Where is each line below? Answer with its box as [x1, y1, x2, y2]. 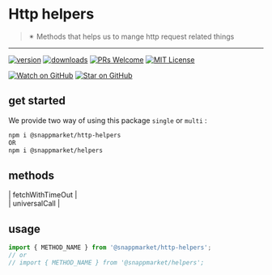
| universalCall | [8, 199, 61, 209]
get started [8, 94, 66, 108]
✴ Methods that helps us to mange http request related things [28, 32, 235, 41]
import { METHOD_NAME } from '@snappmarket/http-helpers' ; [8, 243, 212, 252]
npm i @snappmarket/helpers [8, 146, 104, 154]
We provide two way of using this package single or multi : [8, 115, 208, 125]
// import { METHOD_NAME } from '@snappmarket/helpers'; [8, 258, 205, 267]
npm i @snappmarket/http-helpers [8, 131, 121, 139]
